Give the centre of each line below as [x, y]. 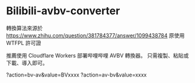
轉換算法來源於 [24, 28]
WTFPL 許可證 [24, 43]
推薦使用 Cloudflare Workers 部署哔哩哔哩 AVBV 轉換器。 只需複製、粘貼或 [97, 55]
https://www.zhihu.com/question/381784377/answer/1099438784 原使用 [95, 35]
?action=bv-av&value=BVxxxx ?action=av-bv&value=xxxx [76, 75]
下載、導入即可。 [27, 63]
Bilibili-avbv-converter [63, 11]
